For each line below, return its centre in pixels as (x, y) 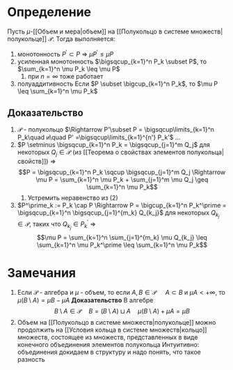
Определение (49, 12)
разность (31, 360)
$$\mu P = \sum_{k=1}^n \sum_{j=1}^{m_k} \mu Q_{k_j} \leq (122, 238)
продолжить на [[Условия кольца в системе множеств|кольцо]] (112, 330)
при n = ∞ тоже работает (65, 76)
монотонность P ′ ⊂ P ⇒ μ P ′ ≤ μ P (65, 53)
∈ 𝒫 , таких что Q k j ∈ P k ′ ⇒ (56, 225)
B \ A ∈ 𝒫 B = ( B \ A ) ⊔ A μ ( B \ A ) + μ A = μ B (122, 311)
